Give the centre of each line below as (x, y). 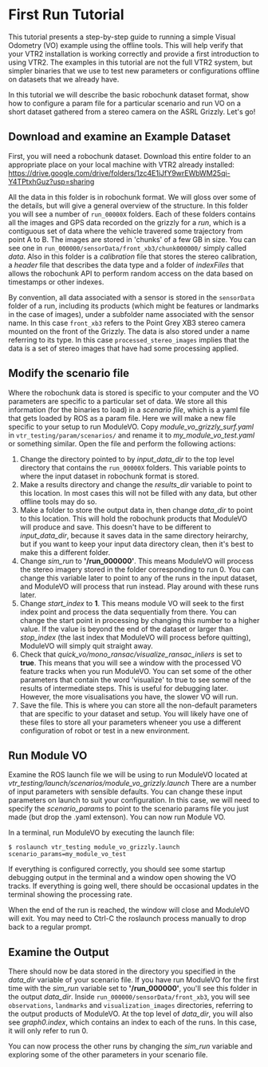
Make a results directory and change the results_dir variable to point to (136, 484)
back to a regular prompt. (50, 927)
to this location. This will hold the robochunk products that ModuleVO (134, 518)
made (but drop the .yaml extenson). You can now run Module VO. (117, 817)
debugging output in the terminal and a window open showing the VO (122, 878)
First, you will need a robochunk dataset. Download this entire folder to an (130, 156)
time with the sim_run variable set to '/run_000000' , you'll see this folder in (133, 989)
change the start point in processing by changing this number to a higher (140, 620)
